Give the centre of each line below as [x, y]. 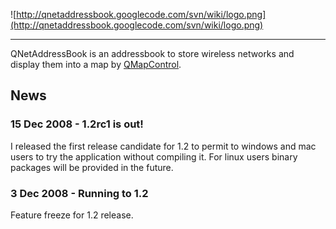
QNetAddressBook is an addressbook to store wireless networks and [152, 53]
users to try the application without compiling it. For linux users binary [154, 156]
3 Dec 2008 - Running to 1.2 [79, 193]
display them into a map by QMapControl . [96, 64]
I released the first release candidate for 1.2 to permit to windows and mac [163, 146]
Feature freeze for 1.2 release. [72, 215]
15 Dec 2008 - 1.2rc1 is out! [77, 124]
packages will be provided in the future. [92, 167]
